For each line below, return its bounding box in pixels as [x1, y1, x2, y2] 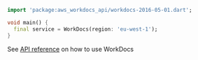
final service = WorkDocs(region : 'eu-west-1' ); [13, 25, 158, 33]
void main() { [7, 19, 49, 26]
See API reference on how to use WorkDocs [7, 45, 134, 53]
